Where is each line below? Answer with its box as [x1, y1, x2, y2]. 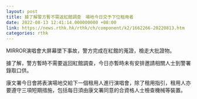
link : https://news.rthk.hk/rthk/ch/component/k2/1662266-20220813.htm [6, 25, 185, 31]
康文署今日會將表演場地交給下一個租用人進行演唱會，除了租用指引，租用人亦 [6, 80, 191, 87]
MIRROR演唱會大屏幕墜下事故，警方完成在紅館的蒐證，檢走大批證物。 [6, 47, 175, 54]
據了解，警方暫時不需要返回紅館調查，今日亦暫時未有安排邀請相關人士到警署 [6, 60, 191, 67]
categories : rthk [6, 30, 49, 36]
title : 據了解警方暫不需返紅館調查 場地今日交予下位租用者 [6, 14, 134, 20]
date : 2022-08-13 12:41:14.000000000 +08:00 [6, 19, 117, 25]
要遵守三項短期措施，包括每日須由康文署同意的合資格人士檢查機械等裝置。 [6, 87, 186, 94]
